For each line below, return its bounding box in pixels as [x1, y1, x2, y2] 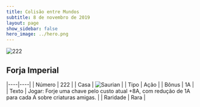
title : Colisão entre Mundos [6, 8, 80, 15]
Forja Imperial [6, 65, 59, 75]
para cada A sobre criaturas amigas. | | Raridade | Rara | [6, 94, 146, 101]
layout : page [6, 20, 39, 26]
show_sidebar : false [6, 25, 58, 32]
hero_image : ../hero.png [6, 31, 69, 37]
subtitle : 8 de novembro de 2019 [6, 14, 90, 20]
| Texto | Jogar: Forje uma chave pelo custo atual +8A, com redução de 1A [6, 87, 191, 94]
